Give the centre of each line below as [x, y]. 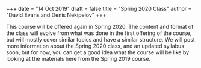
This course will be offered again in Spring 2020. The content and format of [100, 27]
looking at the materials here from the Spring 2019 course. [79, 59]
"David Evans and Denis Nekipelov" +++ [56, 15]
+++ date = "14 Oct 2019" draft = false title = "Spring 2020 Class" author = [99, 9]
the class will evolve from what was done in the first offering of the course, [99, 33]
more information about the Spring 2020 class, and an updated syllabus [95, 46]
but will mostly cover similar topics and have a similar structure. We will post [101, 39]
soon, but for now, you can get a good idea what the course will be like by [98, 52]
